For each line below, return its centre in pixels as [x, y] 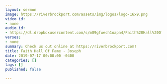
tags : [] [14, 65]
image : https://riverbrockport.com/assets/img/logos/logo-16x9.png [77, 14]
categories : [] [21, 60]
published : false [23, 70]
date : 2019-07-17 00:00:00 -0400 [40, 56]
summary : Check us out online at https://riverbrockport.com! [71, 46]
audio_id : [15, 28]
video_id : [15, 19]
